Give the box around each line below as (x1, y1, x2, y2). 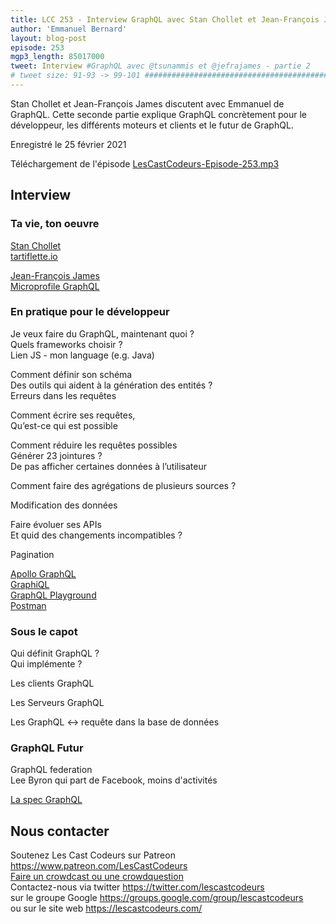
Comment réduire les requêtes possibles (10, 439, 178, 451)
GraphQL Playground (10, 589, 97, 601)
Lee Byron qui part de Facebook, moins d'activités (10, 774, 218, 786)
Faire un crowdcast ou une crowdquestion (10, 871, 184, 883)
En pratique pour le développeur (10, 305, 170, 319)
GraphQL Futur (10, 741, 84, 755)
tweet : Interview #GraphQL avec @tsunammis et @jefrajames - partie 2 (10, 61, 311, 71)
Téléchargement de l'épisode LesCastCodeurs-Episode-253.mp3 (10, 157, 280, 170)
